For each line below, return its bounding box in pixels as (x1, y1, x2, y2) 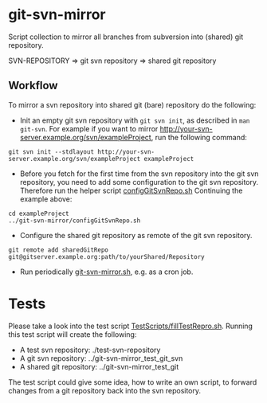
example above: (19, 194, 73, 204)
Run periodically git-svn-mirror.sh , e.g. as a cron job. (19, 267, 194, 276)
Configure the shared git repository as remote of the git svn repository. (19, 230, 253, 240)
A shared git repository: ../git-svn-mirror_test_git (19, 362, 179, 371)
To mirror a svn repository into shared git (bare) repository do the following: (8, 100, 257, 109)
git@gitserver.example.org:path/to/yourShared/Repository (8, 252, 205, 260)
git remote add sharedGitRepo (8, 245, 109, 254)
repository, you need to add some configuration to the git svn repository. (19, 177, 259, 186)
